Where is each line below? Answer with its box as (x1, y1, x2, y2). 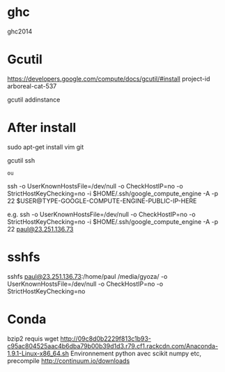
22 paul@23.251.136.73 (7, 225, 74, 233)
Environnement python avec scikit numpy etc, (70, 349, 202, 357)
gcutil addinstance (7, 95, 61, 104)
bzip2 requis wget (7, 334, 59, 343)
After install (7, 120, 77, 136)
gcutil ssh (7, 156, 36, 164)
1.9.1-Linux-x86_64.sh (7, 349, 70, 357)
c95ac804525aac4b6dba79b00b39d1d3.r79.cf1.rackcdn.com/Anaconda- (7, 341, 218, 350)
